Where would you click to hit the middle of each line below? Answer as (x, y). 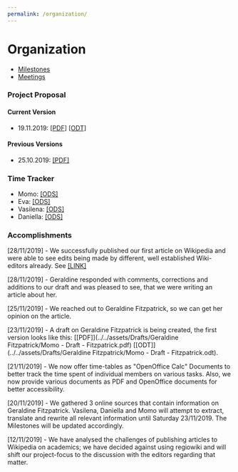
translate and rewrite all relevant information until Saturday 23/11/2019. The (117, 419)
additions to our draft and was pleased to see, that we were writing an (110, 287)
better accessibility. (36, 389)
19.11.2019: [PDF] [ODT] (52, 128)
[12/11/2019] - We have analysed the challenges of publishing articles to (113, 440)
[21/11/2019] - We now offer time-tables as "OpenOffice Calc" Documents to (119, 366)
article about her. (32, 295)
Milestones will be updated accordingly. (66, 426)
